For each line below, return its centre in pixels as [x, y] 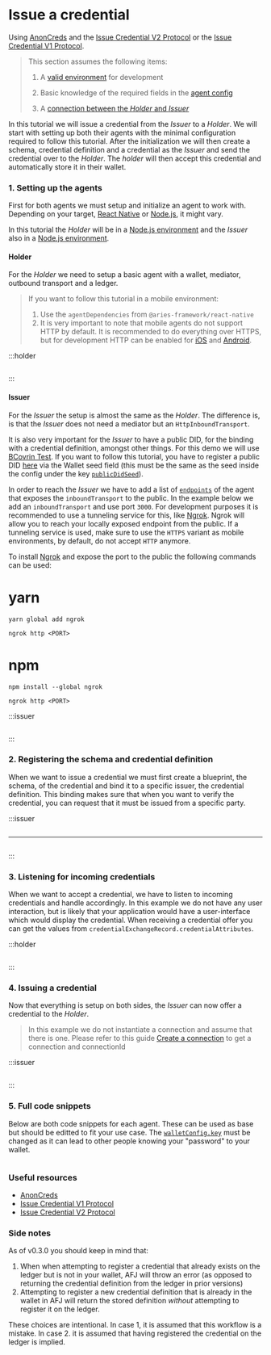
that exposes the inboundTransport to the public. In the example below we [131, 497]
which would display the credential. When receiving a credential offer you [131, 920]
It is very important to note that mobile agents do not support [142, 323]
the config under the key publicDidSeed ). [76, 473]
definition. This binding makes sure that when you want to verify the [121, 794]
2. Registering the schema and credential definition [111, 759]
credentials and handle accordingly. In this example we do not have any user [135, 903]
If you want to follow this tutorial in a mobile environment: [123, 299]
